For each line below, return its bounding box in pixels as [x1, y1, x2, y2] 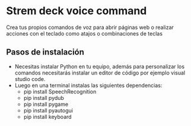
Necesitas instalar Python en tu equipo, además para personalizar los [14, 63, 185, 70]
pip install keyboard [23, 113, 72, 120]
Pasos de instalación [6, 47, 85, 57]
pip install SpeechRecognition [23, 88, 97, 95]
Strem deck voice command [6, 4, 147, 18]
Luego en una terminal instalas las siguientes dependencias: [14, 82, 163, 89]
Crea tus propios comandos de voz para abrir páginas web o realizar [6, 24, 174, 31]
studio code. [14, 75, 46, 82]
